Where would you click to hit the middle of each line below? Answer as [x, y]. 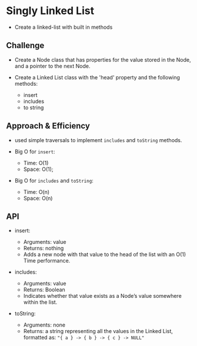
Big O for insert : [35, 152]
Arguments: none [44, 325]
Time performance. [47, 261]
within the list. [40, 302]
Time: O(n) [36, 192]
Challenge [25, 46]
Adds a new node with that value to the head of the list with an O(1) [105, 254]
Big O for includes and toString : [54, 180]
